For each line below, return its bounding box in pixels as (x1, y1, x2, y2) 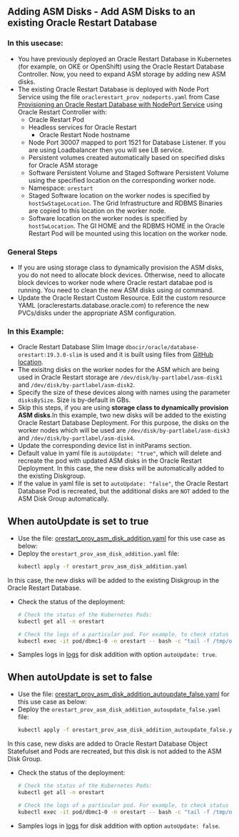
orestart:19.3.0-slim (17, 351, 82, 359)
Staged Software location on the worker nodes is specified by (28, 191, 210, 199)
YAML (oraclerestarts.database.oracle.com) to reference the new (17, 301, 209, 309)
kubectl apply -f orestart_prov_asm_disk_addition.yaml (17, 563, 188, 571)
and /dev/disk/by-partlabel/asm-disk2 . (17, 381, 136, 389)
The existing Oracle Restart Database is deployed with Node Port (17, 85, 209, 94)
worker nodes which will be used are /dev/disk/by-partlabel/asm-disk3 (17, 426, 230, 435)
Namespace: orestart (28, 184, 93, 192)
